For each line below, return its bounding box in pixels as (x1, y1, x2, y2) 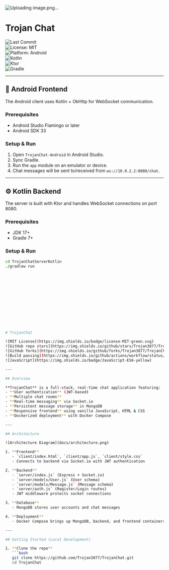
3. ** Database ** (5, 501, 39, 506)
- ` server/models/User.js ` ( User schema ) (12, 477, 100, 482)
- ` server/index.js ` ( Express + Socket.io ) (12, 472, 105, 477)
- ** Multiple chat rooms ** (5, 394, 62, 399)
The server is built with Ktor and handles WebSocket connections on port (5, 200, 157, 206)
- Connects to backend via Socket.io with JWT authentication (12, 459, 145, 464)
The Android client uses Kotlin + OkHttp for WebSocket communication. (5, 98, 154, 104)
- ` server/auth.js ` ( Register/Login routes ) (12, 486, 107, 492)
